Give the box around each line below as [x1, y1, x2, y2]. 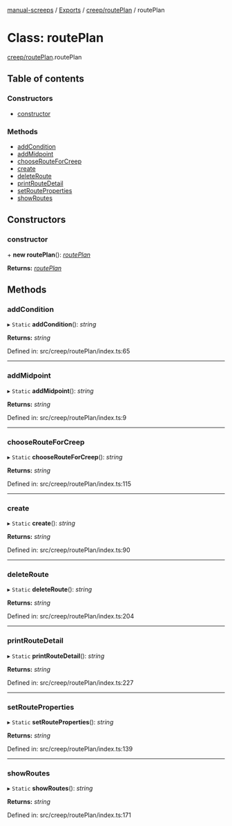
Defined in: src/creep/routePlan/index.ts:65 [7, 347, 130, 356]
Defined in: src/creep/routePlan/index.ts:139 [7, 745, 133, 753]
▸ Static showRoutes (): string [7, 784, 93, 793]
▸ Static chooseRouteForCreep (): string [7, 452, 123, 461]
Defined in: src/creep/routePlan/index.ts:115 [7, 479, 132, 488]
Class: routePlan [7, 30, 104, 46]
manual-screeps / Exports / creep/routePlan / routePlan [7, 6, 165, 14]
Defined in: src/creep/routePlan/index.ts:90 [7, 546, 130, 554]
